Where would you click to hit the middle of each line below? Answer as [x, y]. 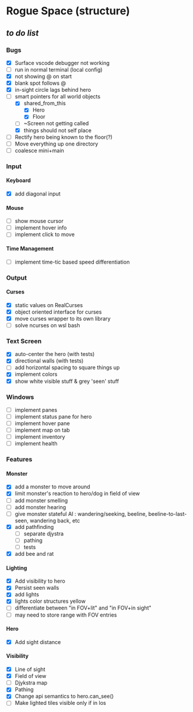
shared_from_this [45, 103]
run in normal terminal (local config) [58, 69]
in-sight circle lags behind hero [53, 90]
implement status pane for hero [53, 416]
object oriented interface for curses [58, 312]
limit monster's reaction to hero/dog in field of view [77, 494]
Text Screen [24, 341]
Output [17, 277]
